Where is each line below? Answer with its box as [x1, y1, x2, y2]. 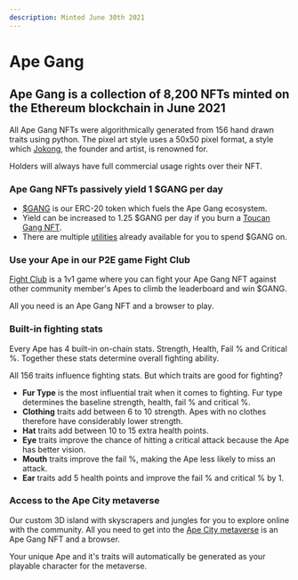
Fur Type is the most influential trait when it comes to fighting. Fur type [21, 387, 283, 397]
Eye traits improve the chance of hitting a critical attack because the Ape [21, 434, 290, 445]
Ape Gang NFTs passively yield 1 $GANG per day [9, 183, 224, 195]
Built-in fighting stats [9, 323, 104, 335]
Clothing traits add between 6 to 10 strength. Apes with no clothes [21, 406, 267, 417]
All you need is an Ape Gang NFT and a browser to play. [9, 300, 214, 312]
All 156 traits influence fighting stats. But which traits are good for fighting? [9, 370, 283, 380]
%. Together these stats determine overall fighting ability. [9, 353, 220, 364]
